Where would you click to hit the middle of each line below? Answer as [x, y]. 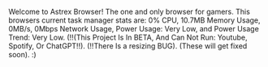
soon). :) [22, 54]
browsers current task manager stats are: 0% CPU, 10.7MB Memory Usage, [135, 20]
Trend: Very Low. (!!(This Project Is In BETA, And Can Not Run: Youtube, [128, 37]
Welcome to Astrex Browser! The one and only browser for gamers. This [129, 12]
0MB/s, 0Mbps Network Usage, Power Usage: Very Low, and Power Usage [134, 29]
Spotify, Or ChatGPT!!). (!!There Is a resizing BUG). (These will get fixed [128, 46]
